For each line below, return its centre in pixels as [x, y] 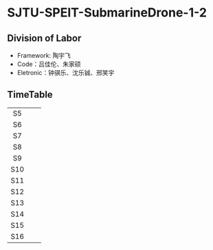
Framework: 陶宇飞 [44, 55]
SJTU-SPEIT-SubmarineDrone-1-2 [107, 13]
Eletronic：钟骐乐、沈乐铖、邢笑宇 [66, 73]
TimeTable [30, 95]
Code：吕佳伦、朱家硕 [49, 64]
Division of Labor [44, 38]
